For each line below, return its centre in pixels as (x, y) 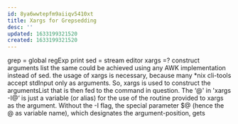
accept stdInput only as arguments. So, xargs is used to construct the (109, 83)
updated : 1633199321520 (43, 34)
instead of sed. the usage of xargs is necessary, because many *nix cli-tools (119, 76)
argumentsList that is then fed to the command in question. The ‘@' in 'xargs (119, 91)
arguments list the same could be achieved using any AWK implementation (117, 68)
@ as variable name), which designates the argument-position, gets (107, 113)
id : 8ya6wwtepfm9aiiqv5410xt (50, 14)
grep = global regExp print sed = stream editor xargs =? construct (104, 60)
